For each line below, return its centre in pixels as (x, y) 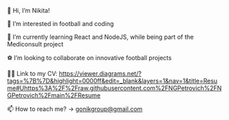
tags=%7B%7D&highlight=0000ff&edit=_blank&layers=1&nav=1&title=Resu (112, 81)
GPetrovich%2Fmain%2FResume (54, 95)
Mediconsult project (35, 44)
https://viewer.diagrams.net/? (100, 74)
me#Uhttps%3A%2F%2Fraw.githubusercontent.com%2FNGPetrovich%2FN (114, 88)
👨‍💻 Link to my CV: (32, 74)
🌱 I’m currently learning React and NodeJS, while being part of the (100, 37)
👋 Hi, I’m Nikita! (28, 11)
